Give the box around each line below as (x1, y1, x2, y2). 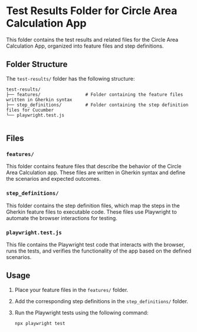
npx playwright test (14, 320, 65, 326)
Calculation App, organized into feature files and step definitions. (6, 42, 164, 49)
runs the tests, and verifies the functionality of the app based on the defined (6, 247, 192, 254)
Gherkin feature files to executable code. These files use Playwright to (6, 208, 177, 215)
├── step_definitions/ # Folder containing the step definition (6, 102, 189, 108)
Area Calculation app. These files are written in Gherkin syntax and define (6, 169, 186, 176)
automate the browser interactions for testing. (6, 214, 118, 221)
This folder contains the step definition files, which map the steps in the (6, 202, 180, 209)
